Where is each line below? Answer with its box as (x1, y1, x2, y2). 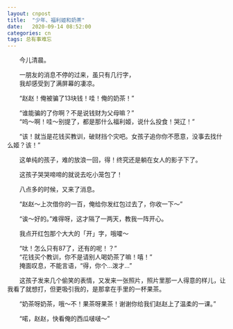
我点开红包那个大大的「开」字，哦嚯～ (19, 230, 129, 238)
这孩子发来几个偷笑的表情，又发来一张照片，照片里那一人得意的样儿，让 (19, 276, 226, 285)
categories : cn (7, 29, 51, 37)
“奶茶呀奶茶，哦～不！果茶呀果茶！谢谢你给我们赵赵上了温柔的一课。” (19, 300, 216, 308)
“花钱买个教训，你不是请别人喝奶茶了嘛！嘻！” (19, 253, 153, 261)
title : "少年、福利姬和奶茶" (7, 17, 85, 24)
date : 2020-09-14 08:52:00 (7, 23, 92, 30)
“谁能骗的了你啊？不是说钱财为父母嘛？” (19, 109, 135, 117)
